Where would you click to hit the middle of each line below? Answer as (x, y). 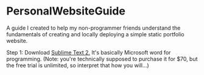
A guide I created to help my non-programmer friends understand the (93, 28)
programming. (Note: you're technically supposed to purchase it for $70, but (102, 59)
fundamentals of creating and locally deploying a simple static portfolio (95, 34)
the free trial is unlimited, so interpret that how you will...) (78, 65)
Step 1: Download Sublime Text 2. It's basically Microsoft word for (89, 52)
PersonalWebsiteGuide (66, 11)
